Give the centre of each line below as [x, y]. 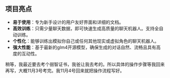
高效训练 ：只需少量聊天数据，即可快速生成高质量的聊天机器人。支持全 [86, 28]
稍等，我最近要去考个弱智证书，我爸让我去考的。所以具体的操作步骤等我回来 [85, 64]
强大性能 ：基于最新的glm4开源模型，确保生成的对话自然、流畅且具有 [84, 47]
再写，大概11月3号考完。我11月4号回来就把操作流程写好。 [65, 70]
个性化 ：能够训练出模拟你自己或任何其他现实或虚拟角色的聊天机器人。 [86, 41]
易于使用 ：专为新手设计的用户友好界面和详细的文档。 [68, 22]
